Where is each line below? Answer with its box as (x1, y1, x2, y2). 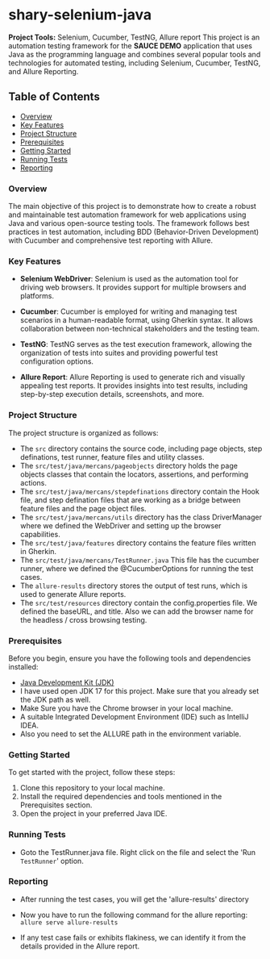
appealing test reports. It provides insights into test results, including (19, 381, 248, 390)
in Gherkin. (19, 546, 57, 556)
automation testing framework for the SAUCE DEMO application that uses (8, 40, 252, 50)
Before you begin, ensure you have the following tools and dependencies (8, 653, 251, 663)
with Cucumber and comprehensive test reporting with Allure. (8, 236, 214, 245)
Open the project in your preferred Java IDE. (19, 809, 168, 819)
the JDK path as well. (19, 694, 91, 704)
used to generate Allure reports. (19, 589, 127, 598)
